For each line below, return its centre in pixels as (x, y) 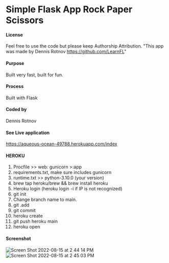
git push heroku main (35, 222)
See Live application (28, 133)
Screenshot (18, 238)
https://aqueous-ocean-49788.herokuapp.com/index (62, 144)
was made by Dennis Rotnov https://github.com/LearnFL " (66, 52)
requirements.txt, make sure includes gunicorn (62, 172)
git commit (25, 210)
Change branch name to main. (45, 200)
